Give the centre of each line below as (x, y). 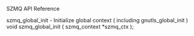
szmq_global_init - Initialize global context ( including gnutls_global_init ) (97, 20)
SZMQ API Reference (33, 9)
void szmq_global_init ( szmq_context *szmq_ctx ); (70, 27)
